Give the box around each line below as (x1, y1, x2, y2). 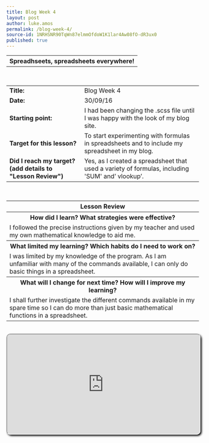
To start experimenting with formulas (84, 132, 190, 140)
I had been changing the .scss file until (84, 106, 195, 114)
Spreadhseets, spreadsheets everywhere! (9, 57, 134, 65)
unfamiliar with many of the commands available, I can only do (9, 259, 188, 268)
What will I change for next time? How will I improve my (20, 278, 186, 286)
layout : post (6, 15, 40, 21)
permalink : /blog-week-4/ (6, 26, 72, 32)
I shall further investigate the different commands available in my (9, 296, 195, 304)
